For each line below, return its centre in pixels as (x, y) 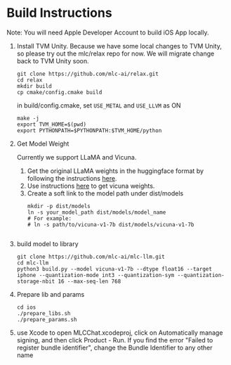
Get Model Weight (43, 143)
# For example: (49, 218)
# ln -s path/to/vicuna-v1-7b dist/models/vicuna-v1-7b (111, 224)
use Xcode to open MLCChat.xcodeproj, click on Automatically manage (120, 333)
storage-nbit (36, 281)
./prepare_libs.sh (44, 313)
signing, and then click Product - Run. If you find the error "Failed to (115, 340)
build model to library (47, 243)
